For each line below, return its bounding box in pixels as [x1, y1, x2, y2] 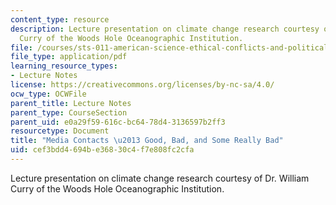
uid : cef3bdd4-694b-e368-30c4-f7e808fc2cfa [10, 145, 195, 155]
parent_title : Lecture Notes [10, 98, 132, 108]
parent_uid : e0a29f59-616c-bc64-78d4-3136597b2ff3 [10, 117, 226, 127]
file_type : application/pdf [10, 52, 128, 62]
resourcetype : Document [10, 126, 110, 136]
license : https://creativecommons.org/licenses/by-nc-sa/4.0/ [10, 80, 275, 90]
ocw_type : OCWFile [10, 89, 87, 99]
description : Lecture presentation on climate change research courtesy [10, 24, 320, 34]
